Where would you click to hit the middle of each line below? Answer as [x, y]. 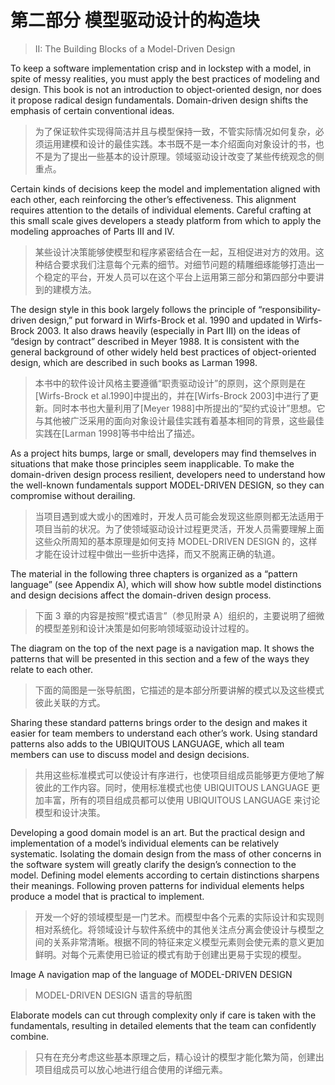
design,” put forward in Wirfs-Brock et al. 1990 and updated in [166, 320]
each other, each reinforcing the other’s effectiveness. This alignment [153, 199]
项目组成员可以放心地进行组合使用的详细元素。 [131, 1069]
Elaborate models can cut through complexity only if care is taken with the [163, 1015]
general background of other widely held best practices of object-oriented [163, 352]
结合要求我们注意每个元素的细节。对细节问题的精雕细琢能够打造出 [179, 264]
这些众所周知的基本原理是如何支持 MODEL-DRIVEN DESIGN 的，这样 [176, 541]
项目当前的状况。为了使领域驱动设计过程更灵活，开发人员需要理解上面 [179, 528]
